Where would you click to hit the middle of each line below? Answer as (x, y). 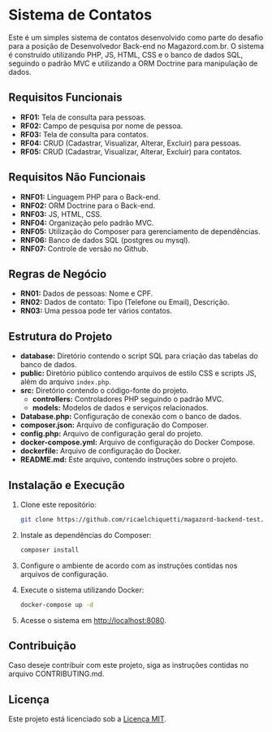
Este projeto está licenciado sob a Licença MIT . (87, 719)
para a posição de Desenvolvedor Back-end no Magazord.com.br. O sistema (136, 45)
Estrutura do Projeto (60, 336)
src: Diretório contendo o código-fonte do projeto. (104, 391)
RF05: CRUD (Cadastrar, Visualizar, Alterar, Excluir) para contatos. (131, 151)
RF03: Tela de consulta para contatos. (84, 134)
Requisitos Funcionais (66, 98)
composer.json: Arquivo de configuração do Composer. (114, 425)
